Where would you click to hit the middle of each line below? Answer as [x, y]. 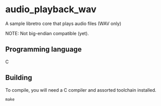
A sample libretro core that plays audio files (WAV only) [63, 23]
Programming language [43, 49]
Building [19, 78]
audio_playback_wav [51, 9]
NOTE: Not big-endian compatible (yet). [47, 33]
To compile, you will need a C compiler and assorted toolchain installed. [81, 90]
